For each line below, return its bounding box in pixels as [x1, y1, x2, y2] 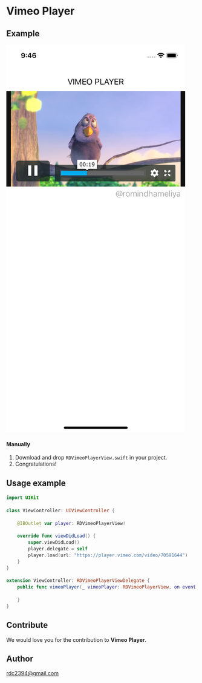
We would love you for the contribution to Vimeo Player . [6, 636, 147, 643]
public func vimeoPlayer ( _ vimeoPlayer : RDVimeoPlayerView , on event [17, 584, 197, 590]
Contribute [6, 620, 48, 630]
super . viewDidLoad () [28, 539, 80, 546]
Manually [6, 440, 30, 447]
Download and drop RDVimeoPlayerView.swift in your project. [15, 454, 168, 461]
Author [6, 653, 33, 664]
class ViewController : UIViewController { [6, 507, 115, 513]
